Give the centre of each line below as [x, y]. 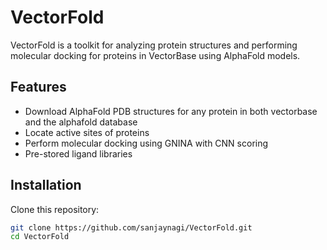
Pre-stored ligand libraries [78, 153]
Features [38, 87]
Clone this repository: [55, 209]
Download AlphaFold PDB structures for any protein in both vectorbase [171, 111]
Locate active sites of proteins [87, 132]
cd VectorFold [40, 237]
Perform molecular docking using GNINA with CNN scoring [146, 143]
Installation [46, 185]
